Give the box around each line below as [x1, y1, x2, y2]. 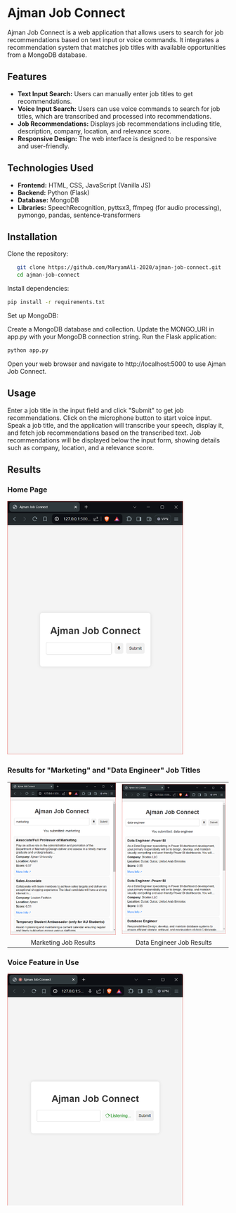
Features [7, 71, 47, 83]
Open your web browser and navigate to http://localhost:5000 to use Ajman [7, 360, 226, 368]
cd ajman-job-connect [16, 272, 80, 279]
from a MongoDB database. [7, 51, 88, 59]
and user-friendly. [17, 142, 70, 150]
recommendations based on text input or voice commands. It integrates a [7, 35, 220, 44]
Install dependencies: [7, 284, 70, 293]
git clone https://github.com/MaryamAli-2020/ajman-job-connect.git [16, 264, 221, 271]
